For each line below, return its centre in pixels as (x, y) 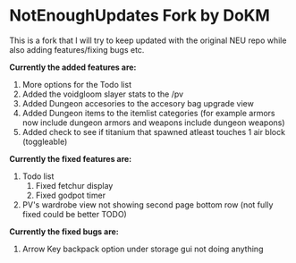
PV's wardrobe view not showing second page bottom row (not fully (148, 204)
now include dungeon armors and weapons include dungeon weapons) (153, 123)
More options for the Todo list (77, 84)
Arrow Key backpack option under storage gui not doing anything (143, 249)
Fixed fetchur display (74, 185)
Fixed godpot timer (70, 195)
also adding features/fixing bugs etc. (77, 49)
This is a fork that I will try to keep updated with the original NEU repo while (148, 40)
